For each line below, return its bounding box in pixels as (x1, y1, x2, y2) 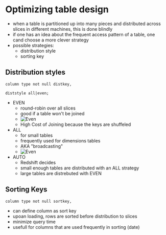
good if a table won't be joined (20, 110, 85, 116)
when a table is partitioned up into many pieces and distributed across (12, 20, 161, 27)
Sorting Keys (5, 185, 48, 194)
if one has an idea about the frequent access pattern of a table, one (12, 31, 155, 37)
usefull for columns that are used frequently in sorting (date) (12, 224, 140, 230)
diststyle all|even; (5, 91, 50, 96)
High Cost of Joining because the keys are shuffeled (20, 121, 131, 127)
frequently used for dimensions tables (20, 137, 101, 144)
